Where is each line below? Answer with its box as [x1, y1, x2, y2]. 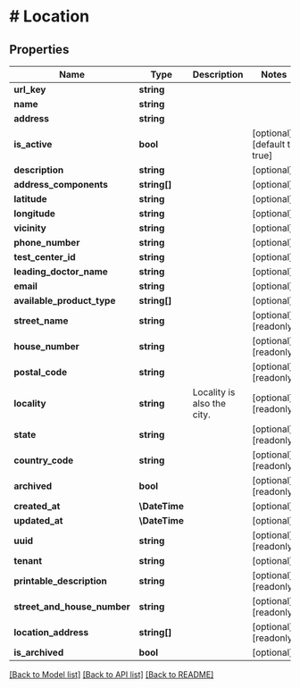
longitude [13, 207, 55, 220]
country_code [13, 454, 74, 466]
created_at [13, 500, 61, 512]
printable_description [13, 575, 107, 587]
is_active [13, 138, 53, 150]
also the [192, 398, 226, 409]
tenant [13, 555, 43, 566]
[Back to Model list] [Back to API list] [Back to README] [9, 669, 214, 680]
